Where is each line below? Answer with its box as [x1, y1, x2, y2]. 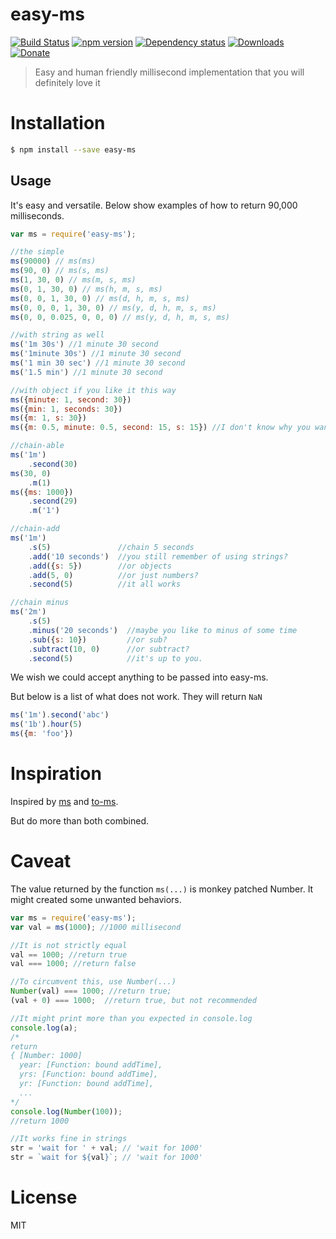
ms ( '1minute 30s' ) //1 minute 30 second [10, 349, 182, 359]
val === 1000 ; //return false [10, 959, 137, 969]
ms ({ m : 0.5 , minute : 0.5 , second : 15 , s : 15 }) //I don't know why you [10, 423, 311, 433]
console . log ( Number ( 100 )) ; [10, 1106, 123, 1117]
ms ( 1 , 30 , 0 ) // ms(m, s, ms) [10, 275, 137, 285]
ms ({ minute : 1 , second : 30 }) [10, 394, 132, 405]
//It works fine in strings [10, 1134, 128, 1144]
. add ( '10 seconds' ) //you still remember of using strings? [28, 551, 288, 562]
